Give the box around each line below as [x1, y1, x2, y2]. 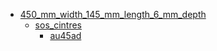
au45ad [49, 30, 82, 41]
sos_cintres [34, 19, 82, 31]
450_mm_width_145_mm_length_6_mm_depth [19, 9, 207, 20]
